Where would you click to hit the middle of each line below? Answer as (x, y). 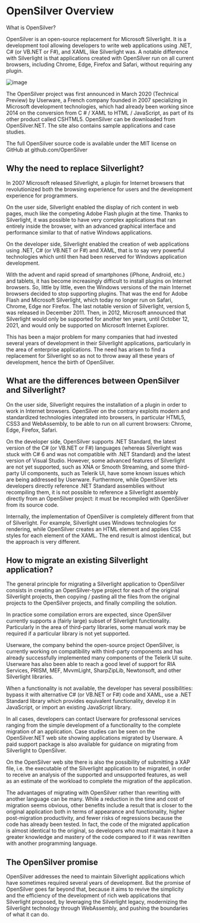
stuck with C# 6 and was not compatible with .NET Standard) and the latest (98, 454)
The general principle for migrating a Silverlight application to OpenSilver (96, 584)
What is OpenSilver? (31, 27)
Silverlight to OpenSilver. (36, 751)
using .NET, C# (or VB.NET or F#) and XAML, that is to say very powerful (95, 250)
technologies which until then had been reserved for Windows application (97, 256)
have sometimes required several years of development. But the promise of (99, 883)
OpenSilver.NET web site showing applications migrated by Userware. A (95, 738)
